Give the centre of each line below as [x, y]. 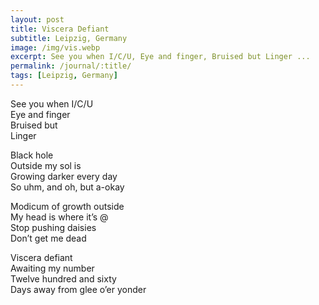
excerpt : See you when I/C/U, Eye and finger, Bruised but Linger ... [160, 57]
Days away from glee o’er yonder [78, 289]
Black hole [32, 155]
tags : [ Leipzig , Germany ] [64, 76]
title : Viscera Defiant [60, 29]
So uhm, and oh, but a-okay [67, 187]
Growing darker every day [64, 176]
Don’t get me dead [48, 238]
